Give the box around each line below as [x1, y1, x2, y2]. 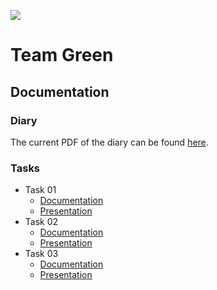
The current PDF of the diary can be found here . [10, 136, 209, 148]
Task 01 [24, 184, 57, 196]
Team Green [10, 44, 114, 67]
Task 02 [24, 216, 59, 228]
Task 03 [24, 248, 59, 260]
